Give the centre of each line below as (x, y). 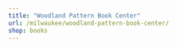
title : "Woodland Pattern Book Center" (75, 16)
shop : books (28, 30)
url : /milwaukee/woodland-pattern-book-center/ (89, 23)
